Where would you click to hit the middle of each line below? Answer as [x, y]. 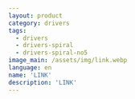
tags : [17, 30]
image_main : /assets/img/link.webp [68, 61]
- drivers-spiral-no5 [52, 53]
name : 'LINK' [30, 75]
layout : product [35, 16]
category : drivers [39, 23]
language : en [30, 68]
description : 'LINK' [43, 82]
